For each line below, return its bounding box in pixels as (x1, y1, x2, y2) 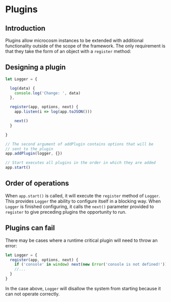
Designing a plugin (5, 63, 66, 72)
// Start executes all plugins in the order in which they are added (5, 160, 156, 165)
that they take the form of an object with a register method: (5, 48, 131, 54)
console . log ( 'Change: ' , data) (14, 90, 81, 95)
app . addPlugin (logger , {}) (5, 151, 63, 156)
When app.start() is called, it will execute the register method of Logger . (5, 192, 160, 198)
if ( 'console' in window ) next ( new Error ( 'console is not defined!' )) (14, 262, 167, 267)
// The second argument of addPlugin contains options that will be (5, 141, 154, 146)
